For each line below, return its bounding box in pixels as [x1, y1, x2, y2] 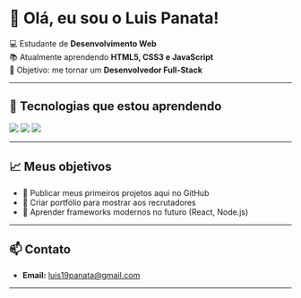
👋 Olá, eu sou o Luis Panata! [9, 8, 219, 29]
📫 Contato [9, 242, 72, 257]
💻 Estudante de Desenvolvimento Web [9, 38, 157, 48]
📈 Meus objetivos [9, 159, 112, 175]
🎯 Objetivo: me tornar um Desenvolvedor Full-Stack [9, 64, 203, 75]
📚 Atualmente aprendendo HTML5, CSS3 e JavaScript [9, 51, 213, 62]
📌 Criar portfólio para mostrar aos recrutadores [21, 197, 196, 208]
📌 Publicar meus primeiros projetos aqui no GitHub [21, 187, 210, 198]
